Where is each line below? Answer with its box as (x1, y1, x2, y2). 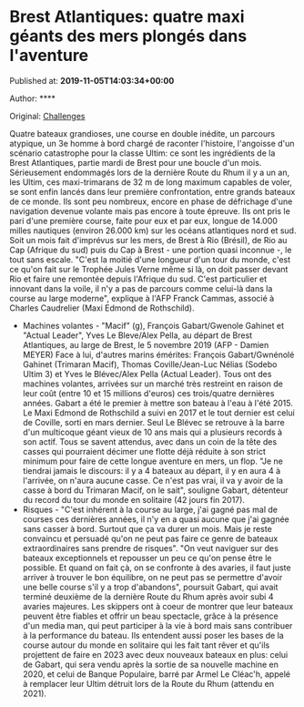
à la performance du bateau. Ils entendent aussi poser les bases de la (22, 630, 284, 640)
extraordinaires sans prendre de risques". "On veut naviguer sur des (22, 542, 279, 553)
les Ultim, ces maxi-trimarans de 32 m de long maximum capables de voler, (9, 176, 293, 188)
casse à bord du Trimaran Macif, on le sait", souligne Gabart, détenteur (22, 485, 289, 496)
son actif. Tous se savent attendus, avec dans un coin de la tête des (22, 435, 278, 447)
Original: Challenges (9, 110, 86, 121)
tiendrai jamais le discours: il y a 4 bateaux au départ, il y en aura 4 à (22, 465, 281, 476)
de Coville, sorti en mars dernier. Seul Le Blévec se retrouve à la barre (22, 416, 285, 427)
